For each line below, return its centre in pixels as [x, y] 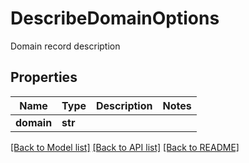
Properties [44, 77]
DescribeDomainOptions [115, 18]
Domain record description [65, 46]
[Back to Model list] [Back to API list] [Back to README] [125, 147]
